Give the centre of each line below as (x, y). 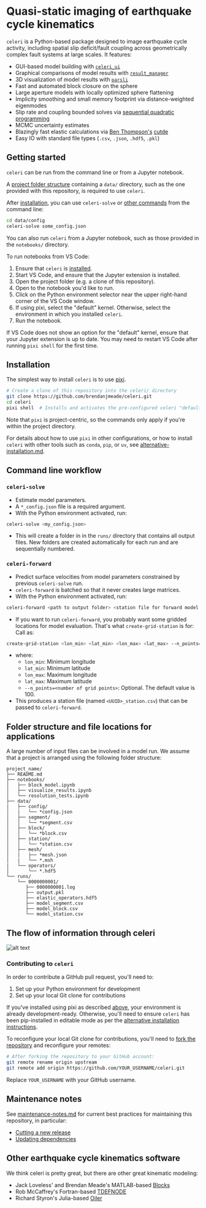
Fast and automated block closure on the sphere (76, 86)
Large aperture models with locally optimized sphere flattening (94, 92)
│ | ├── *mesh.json (37, 855)
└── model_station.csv (55, 914)
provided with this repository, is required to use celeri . (76, 190)
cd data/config (26, 220)
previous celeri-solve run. (49, 583)
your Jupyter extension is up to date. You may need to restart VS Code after (102, 339)
